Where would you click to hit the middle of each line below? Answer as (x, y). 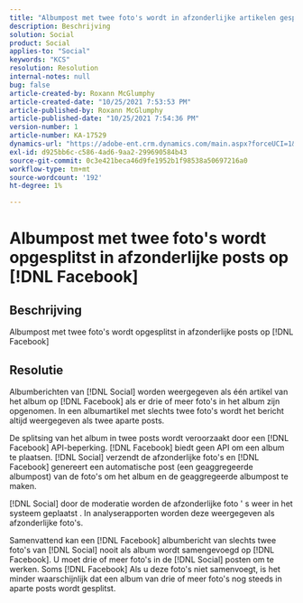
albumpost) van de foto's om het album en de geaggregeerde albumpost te (149, 476)
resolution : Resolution (54, 69)
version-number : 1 (44, 127)
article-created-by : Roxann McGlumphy (82, 93)
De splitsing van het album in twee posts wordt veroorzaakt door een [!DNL (149, 438)
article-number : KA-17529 (58, 136)
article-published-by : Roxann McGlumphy (87, 110)
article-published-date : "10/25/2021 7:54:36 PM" (105, 118)
